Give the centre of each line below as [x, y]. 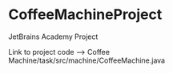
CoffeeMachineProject [85, 15]
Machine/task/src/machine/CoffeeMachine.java [87, 60]
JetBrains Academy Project [53, 36]
